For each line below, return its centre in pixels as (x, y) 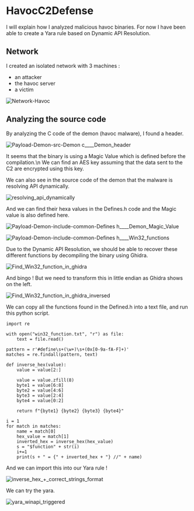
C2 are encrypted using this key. (45, 169)
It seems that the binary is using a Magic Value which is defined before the (96, 156)
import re (18, 324)
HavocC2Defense (50, 11)
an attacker (28, 77)
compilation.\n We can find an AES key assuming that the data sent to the (94, 162)
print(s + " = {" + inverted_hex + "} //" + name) (79, 457)
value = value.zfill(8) (46, 380)
